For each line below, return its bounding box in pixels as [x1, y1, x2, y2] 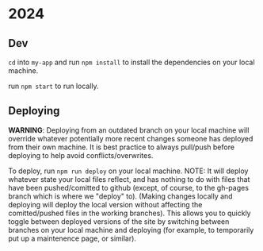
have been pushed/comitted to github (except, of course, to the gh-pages [8, 183, 250, 192]
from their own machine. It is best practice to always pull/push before [8, 142, 235, 152]
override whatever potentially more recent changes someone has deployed [8, 133, 253, 143]
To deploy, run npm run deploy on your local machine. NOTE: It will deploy [8, 166, 249, 176]
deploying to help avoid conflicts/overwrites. [8, 150, 154, 160]
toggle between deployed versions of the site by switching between [8, 216, 230, 226]
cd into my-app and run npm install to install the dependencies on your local [8, 57, 255, 67]
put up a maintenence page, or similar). [8, 234, 137, 243]
